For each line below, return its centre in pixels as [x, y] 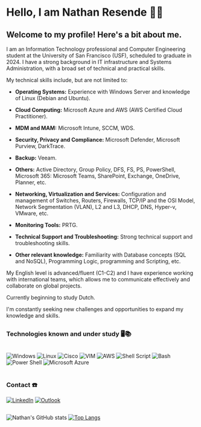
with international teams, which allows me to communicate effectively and [98, 279]
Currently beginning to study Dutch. [51, 297]
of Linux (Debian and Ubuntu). [53, 98]
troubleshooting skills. [43, 243]
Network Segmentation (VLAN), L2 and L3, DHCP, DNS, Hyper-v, [96, 207]
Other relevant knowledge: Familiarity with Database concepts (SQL [101, 255]
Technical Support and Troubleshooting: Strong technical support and [104, 237]
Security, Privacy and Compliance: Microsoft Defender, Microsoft [97, 140]
